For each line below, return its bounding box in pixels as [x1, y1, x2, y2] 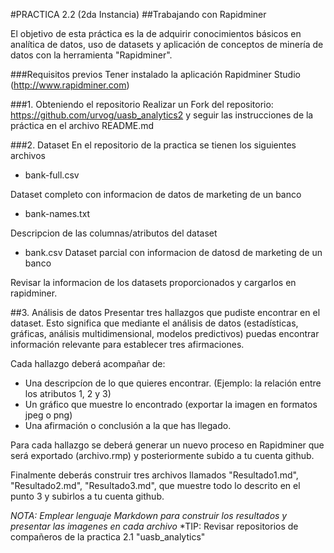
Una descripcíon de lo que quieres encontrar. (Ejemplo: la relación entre [24, 377, 322, 389]
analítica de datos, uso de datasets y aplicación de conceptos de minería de [10, 39, 324, 50]
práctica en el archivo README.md [10, 120, 155, 131]
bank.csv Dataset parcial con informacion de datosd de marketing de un [24, 247, 323, 258]
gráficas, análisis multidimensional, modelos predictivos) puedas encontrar [10, 328, 320, 339]
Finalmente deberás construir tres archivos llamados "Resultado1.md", [10, 469, 299, 481]
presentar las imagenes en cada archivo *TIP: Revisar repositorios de [10, 520, 299, 532]
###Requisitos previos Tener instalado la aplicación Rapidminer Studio [10, 69, 301, 80]
